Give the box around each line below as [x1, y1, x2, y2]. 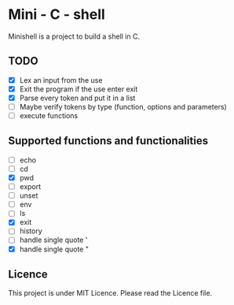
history [19, 226, 43, 236]
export [19, 182, 42, 192]
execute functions [19, 111, 79, 120]
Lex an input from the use [19, 75, 103, 84]
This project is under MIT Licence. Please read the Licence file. [8, 288, 213, 298]
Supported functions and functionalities [8, 134, 209, 147]
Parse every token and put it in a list [19, 93, 136, 102]
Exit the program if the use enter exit [19, 84, 138, 94]
